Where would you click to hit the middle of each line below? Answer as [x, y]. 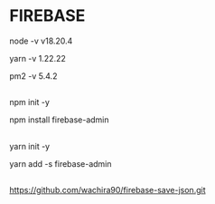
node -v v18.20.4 [41, 41]
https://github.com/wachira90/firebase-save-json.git [107, 190]
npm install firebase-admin [60, 120]
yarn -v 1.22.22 [37, 58]
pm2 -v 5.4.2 [33, 76]
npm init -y [29, 102]
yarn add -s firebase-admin [61, 163]
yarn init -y [30, 146]
